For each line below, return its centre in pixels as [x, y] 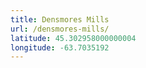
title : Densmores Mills [60, 19]
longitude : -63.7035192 [60, 47]
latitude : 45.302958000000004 [73, 38]
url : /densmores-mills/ [60, 29]
